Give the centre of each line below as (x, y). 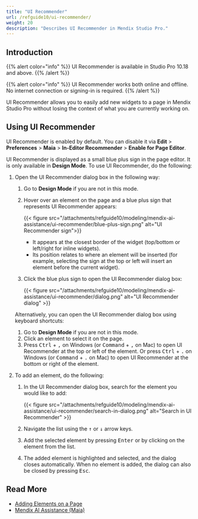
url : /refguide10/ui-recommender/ (49, 17)
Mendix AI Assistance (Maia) (49, 510)
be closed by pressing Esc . (57, 470)
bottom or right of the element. (61, 363)
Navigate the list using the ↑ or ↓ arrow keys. (78, 429)
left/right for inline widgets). (66, 248)
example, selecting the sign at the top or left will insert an (102, 261)
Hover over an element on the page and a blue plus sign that (98, 200)
